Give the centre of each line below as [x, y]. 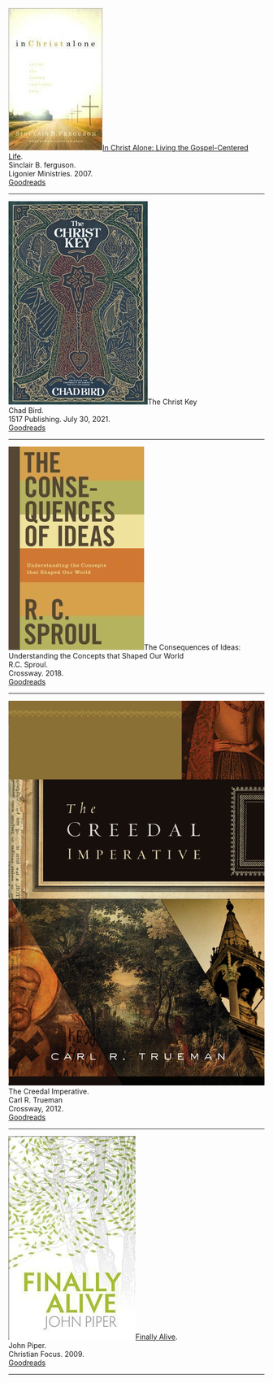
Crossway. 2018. [36, 673]
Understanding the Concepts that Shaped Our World [96, 656]
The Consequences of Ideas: [193, 647]
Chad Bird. [26, 410]
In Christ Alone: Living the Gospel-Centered [176, 148]
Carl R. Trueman [36, 1100]
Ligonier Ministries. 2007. [51, 174]
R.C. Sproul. [28, 664]
